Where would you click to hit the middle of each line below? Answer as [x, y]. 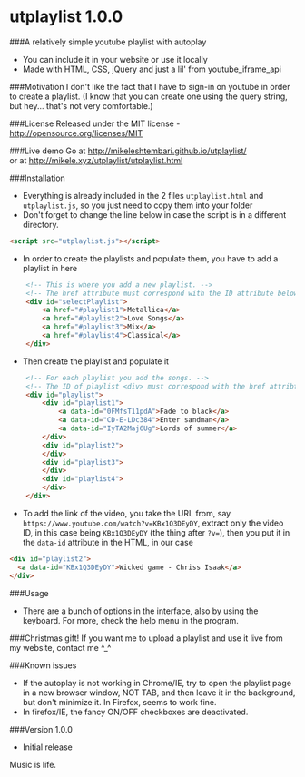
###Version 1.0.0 [41, 729]
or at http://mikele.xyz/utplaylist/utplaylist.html [96, 160]
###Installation [37, 178]
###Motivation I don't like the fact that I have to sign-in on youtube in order [150, 86]
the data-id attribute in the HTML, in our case [108, 542]
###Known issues [43, 665]
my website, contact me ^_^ [60, 647]
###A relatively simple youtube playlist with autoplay [108, 42]
